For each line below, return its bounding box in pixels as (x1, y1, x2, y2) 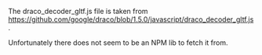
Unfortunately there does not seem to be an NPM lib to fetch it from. (8, 38, 228, 47)
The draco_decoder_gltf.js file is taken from (8, 7, 148, 15)
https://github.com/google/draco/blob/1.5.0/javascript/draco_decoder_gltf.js (8, 15, 254, 24)
